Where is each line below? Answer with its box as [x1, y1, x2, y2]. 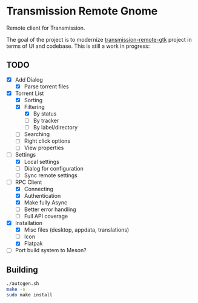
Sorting [24, 96, 43, 103]
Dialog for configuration [24, 165, 84, 172]
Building [6, 264, 38, 275]
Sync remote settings [24, 171, 78, 179]
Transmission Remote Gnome [6, 4, 158, 18]
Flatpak [24, 240, 43, 247]
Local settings [24, 158, 59, 165]
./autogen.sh [6, 281, 39, 287]
